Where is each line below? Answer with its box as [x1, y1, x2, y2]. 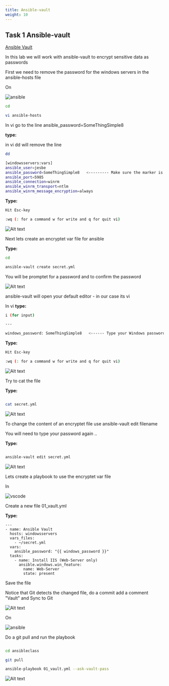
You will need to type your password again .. [5, 430, 97, 436]
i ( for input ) [5, 313, 35, 318]
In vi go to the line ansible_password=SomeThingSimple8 [5, 122, 124, 128]
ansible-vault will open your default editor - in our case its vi [5, 293, 130, 299]
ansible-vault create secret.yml [5, 264, 75, 269]
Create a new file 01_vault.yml [5, 503, 67, 509]
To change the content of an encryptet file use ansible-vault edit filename [5, 420, 158, 427]
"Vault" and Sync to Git [5, 595, 53, 601]
